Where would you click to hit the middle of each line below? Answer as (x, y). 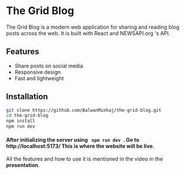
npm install (21, 121)
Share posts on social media (49, 66)
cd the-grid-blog (27, 115)
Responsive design (38, 72)
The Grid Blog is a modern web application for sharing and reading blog (93, 27)
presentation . (23, 165)
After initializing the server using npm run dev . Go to (73, 139)
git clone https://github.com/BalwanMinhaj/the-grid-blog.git (84, 110)
